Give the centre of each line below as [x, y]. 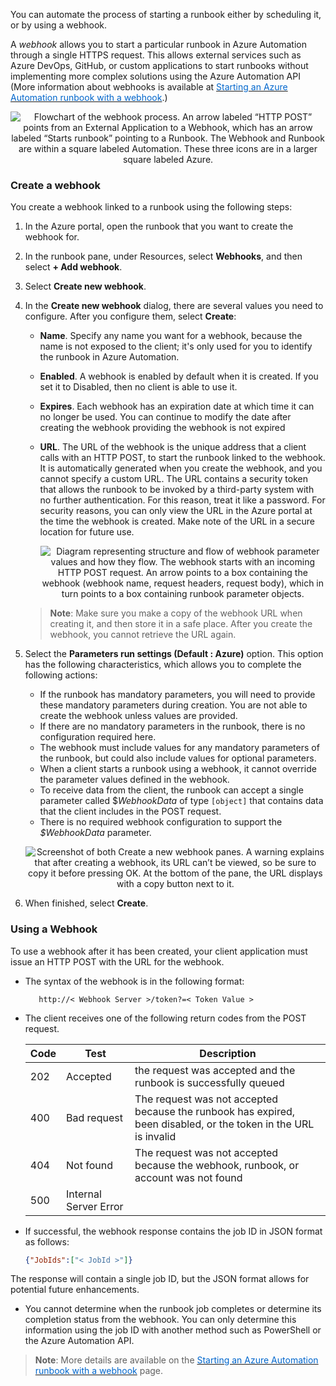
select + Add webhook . [73, 267]
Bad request [94, 1117]
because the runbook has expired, [215, 1111]
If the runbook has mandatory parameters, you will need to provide [177, 695]
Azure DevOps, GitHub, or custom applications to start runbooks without [159, 65]
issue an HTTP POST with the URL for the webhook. [117, 961]
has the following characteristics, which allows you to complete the [163, 665]
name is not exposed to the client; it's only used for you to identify [176, 346]
